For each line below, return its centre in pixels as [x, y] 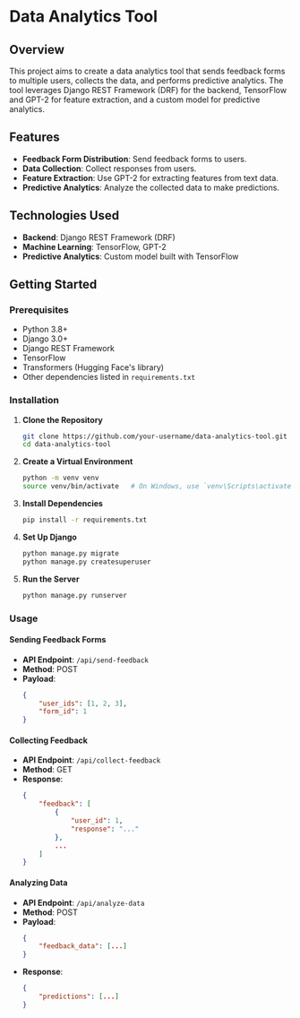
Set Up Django [50, 537]
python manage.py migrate [70, 553]
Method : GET [47, 770]
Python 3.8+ [45, 330]
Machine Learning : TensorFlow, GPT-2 [94, 246]
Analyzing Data [39, 882]
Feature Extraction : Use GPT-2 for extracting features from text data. [150, 177]
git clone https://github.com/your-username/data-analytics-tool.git [155, 436]
